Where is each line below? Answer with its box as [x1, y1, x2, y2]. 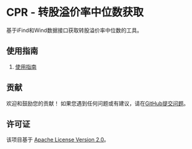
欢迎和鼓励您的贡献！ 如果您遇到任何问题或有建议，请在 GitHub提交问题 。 [6, 100, 189, 107]
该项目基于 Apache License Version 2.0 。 [6, 136, 110, 144]
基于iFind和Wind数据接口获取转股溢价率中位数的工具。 [6, 27, 142, 34]
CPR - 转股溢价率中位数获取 [6, 5, 144, 19]
